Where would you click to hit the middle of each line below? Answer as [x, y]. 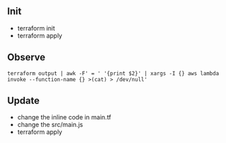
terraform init [36, 28]
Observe [26, 57]
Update [24, 101]
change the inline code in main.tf [64, 117]
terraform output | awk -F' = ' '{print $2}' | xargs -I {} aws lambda [113, 73]
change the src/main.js [50, 125]
